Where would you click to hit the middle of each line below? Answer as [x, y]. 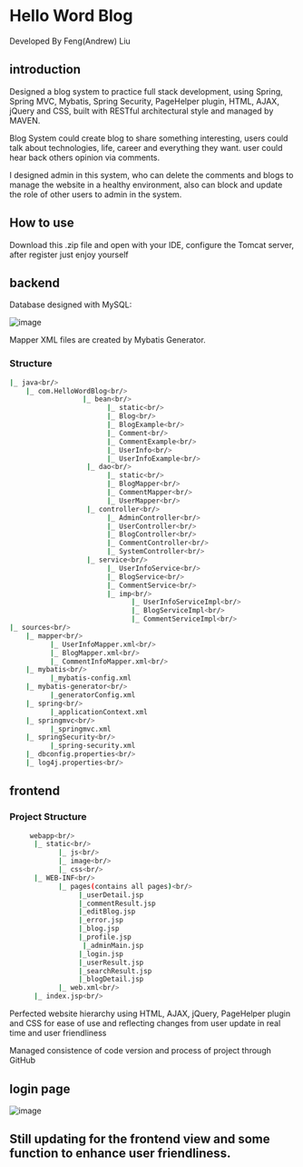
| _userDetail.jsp [111, 895]
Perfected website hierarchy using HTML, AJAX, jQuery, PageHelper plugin [150, 1013]
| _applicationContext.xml [98, 712]
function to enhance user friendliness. [120, 1154]
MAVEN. [25, 120]
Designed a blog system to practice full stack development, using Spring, [146, 91]
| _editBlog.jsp [107, 912]
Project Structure [48, 817]
